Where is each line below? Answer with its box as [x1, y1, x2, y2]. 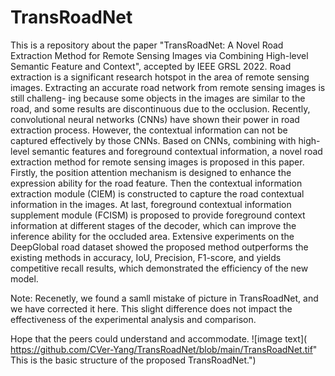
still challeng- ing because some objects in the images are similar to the [10, 92, 306, 104]
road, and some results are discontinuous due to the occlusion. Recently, [10, 102, 311, 115]
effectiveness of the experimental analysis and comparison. [10, 313, 257, 325]
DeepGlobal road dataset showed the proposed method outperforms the [10, 241, 309, 253]
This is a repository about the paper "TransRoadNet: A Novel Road [10, 39, 284, 51]
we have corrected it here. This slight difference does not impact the [10, 302, 293, 315]
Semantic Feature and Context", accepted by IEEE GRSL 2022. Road [10, 60, 292, 72]
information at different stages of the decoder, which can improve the [10, 219, 297, 231]
